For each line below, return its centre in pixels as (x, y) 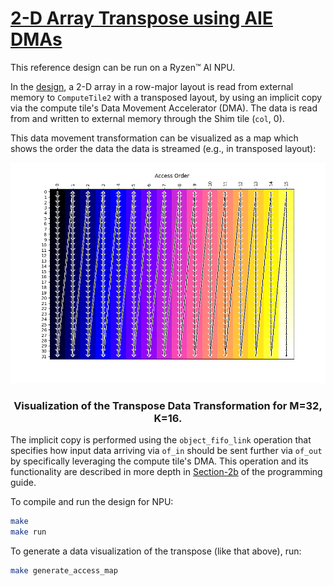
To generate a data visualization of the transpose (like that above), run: (156, 551)
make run (28, 532)
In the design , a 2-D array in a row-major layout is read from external (152, 86)
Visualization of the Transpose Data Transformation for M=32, (168, 405)
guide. (23, 483)
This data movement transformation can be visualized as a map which (154, 138)
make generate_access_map (64, 570)
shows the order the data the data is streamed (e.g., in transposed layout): (163, 148)
